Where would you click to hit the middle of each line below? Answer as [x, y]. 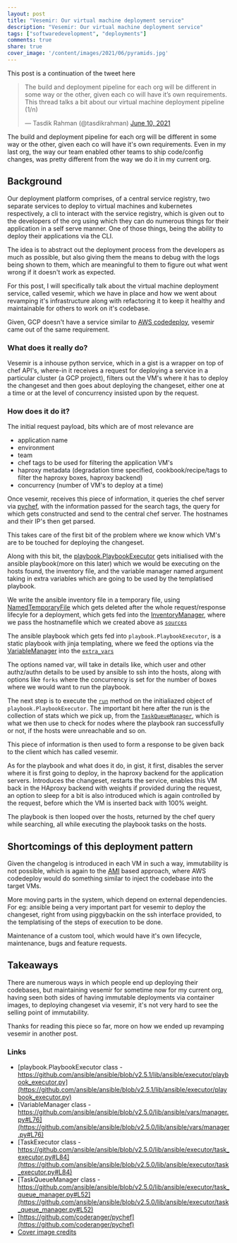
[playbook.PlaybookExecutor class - [70, 1067]
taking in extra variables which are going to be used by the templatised [110, 578]
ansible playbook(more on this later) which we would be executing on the [114, 564]
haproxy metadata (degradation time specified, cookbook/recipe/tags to [122, 471]
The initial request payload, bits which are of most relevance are [101, 427]
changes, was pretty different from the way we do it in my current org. [109, 159]
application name [43, 440]
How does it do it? [39, 411]
